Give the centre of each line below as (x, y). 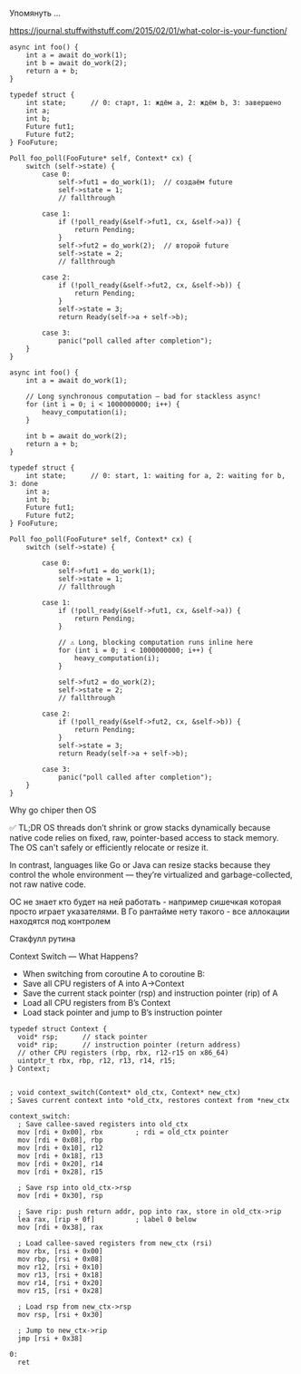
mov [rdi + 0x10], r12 (60, 1148)
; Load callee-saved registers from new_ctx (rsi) (115, 1243)
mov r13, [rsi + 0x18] (60, 1275)
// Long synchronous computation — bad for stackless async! (143, 396)
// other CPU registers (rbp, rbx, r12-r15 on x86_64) (123, 1053)
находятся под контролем (60, 921)
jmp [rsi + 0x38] (50, 1339)
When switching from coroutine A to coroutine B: (114, 974)
